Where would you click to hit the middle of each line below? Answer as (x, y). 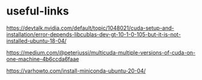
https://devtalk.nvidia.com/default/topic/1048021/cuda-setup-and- (90, 28)
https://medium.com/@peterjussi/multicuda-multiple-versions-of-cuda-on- (101, 52)
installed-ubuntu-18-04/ (37, 41)
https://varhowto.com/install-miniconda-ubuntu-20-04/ (76, 70)
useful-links (38, 11)
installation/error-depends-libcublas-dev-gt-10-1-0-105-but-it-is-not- (94, 34)
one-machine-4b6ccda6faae (43, 59)
